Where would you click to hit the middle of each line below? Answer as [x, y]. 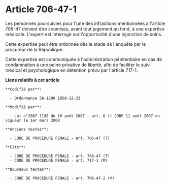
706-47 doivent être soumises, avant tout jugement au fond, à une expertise [85, 28]
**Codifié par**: [24, 89]
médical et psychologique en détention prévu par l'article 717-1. [72, 70]
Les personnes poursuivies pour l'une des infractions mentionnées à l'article [85, 23]
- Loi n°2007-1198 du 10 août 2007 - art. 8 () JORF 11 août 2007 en [85, 116]
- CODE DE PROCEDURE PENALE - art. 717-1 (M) [59, 160]
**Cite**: [16, 147]
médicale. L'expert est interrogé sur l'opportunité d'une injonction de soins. [84, 34]
